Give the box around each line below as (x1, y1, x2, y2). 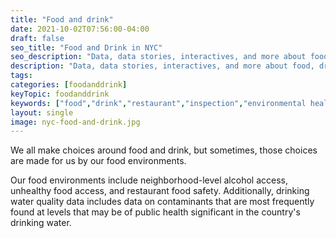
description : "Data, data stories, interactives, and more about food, (10, 61, 315, 71)
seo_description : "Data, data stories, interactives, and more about (10, 52, 307, 62)
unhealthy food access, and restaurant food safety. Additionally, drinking (10, 185, 310, 197)
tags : (10, 71, 33, 81)
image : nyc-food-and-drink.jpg (10, 117, 141, 127)
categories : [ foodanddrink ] (10, 80, 128, 90)
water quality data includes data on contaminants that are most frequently (10, 196, 315, 208)
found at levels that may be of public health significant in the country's (10, 206, 301, 218)
